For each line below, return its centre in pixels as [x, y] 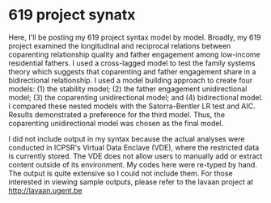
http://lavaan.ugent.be [45, 190]
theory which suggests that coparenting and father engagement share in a [132, 71]
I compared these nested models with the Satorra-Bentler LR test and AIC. [132, 106]
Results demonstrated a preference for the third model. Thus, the [116, 114]
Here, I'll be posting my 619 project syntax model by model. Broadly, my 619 [135, 37]
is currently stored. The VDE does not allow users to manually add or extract [135, 156]
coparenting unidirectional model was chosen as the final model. [116, 123]
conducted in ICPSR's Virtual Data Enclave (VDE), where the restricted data [134, 147]
